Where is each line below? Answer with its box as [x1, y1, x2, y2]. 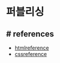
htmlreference [14, 44, 49, 51]
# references [6, 29, 54, 38]
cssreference [14, 51, 47, 57]
